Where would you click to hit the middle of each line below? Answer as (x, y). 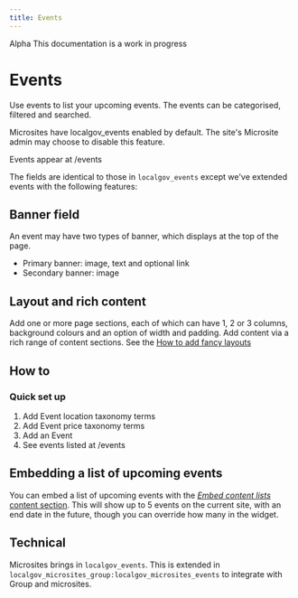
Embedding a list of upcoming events (116, 474)
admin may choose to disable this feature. (87, 142)
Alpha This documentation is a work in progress (98, 43)
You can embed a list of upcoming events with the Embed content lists (140, 495)
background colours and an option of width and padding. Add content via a (149, 333)
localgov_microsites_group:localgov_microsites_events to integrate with (146, 574)
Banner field (44, 215)
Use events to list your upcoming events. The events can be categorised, (145, 105)
